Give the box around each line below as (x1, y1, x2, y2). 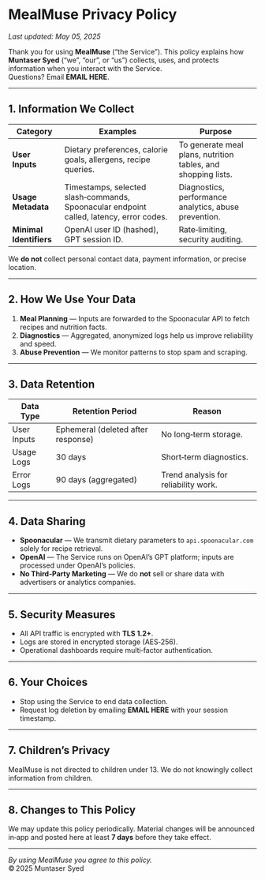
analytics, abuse (178, 201, 239, 212)
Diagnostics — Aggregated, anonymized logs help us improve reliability (19, 330, 254, 340)
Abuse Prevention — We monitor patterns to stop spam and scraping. (19, 347, 248, 357)
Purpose (200, 126, 233, 137)
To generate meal (178, 139, 244, 150)
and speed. (19, 339, 57, 348)
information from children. (8, 773, 93, 782)
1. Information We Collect (8, 103, 135, 116)
